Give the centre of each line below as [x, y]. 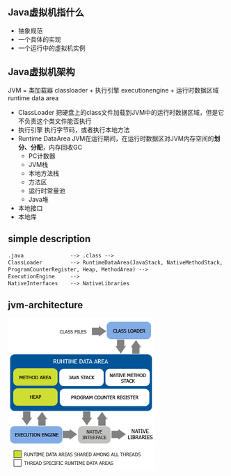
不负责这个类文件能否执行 [55, 121]
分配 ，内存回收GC [56, 147]
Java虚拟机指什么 [46, 13]
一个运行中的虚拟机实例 [51, 48]
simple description [49, 239]
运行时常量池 [47, 191]
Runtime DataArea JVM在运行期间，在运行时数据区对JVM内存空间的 [116, 138]
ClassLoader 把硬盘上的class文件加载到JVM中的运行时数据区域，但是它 [121, 112]
